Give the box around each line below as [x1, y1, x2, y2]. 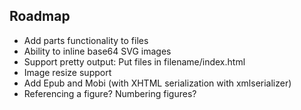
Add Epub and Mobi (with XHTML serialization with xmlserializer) [23, 77, 292, 89]
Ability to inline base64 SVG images [23, 45, 172, 57]
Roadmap [9, 8, 71, 25]
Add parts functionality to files [23, 34, 149, 46]
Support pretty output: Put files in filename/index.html [23, 55, 246, 68]
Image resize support [23, 66, 112, 78]
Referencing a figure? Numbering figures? [23, 87, 197, 99]
